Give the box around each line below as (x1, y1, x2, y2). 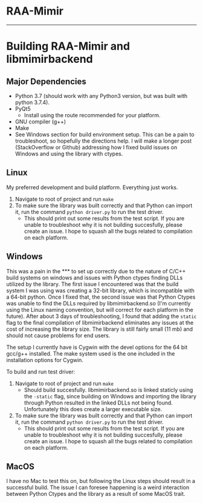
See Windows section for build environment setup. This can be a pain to (14, 131, 195, 138)
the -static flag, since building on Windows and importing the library (24, 392, 197, 400)
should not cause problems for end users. (6, 331, 111, 339)
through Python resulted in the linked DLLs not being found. (24, 399, 173, 406)
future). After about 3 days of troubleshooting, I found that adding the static (6, 313, 197, 320)
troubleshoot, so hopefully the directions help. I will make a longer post (14, 137, 192, 144)
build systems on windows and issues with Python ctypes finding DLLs (6, 274, 183, 281)
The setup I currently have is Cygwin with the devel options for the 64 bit (6, 343, 188, 351)
